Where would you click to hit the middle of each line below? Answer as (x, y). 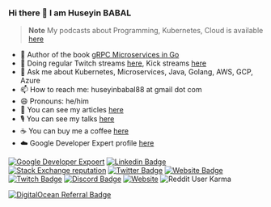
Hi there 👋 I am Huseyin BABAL (70, 13)
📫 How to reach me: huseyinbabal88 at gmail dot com (111, 90)
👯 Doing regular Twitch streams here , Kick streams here (113, 63)
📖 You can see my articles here (72, 110)
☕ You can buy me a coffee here (74, 131)
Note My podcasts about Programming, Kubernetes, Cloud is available (146, 31)
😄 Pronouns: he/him (54, 101)
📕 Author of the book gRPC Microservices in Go (100, 55)
